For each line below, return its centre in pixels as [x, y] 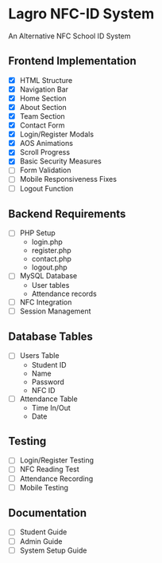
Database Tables [51, 337]
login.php [47, 242]
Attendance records [64, 293]
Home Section [43, 98]
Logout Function [46, 188]
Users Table [39, 356]
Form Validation [45, 170]
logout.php [49, 267]
